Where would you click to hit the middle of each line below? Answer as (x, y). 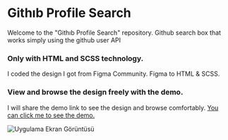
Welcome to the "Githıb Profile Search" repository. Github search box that (114, 33)
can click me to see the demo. (51, 115)
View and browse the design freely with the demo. (95, 92)
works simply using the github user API (64, 40)
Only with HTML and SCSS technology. (76, 58)
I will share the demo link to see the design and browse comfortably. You (113, 107)
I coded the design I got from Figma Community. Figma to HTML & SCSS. (114, 74)
